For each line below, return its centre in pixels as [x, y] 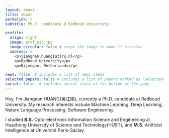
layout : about [20, 10]
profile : [14, 33]
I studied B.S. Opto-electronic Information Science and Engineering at [78, 119]
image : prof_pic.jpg [31, 42]
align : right [23, 38]
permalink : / [19, 19]
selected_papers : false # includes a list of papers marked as [73, 79]
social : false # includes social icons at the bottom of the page [77, 84]
